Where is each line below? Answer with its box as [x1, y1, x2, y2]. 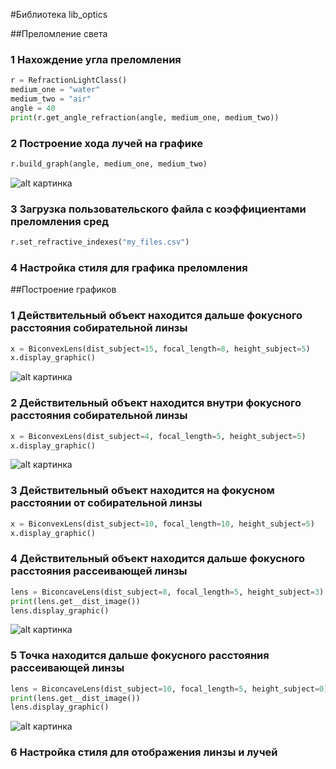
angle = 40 [10, 103, 56, 113]
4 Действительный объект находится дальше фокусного [10, 552, 306, 566]
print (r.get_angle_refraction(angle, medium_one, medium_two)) [10, 112, 280, 123]
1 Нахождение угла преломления [10, 52, 182, 66]
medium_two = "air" [10, 94, 92, 104]
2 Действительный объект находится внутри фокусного [10, 396, 302, 410]
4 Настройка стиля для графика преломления [10, 260, 248, 274]
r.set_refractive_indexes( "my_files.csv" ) [10, 237, 190, 248]
